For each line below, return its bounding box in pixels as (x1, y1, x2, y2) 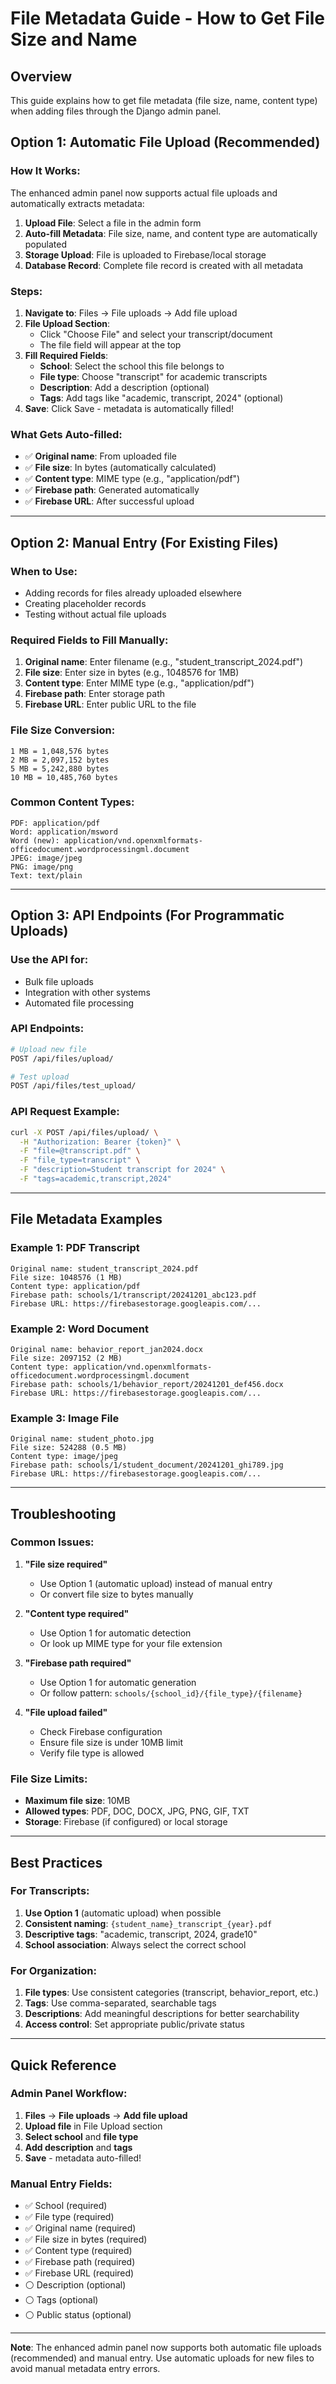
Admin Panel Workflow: (10, 2087, 128, 2101)
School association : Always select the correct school (24, 1938, 247, 1951)
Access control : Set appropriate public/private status (24, 2018, 245, 2031)
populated (24, 238, 68, 250)
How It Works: (10, 164, 81, 178)
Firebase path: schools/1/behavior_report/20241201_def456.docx (10, 1379, 284, 1389)
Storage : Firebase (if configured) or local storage (24, 1816, 228, 1828)
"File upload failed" (24, 1706, 108, 1718)
